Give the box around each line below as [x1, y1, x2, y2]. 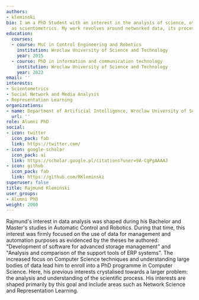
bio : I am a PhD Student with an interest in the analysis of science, [6, 20, 187, 25]
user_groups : [6, 190, 38, 196]
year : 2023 [17, 69, 44, 75]
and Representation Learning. [6, 287, 79, 294]
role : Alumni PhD [6, 119, 49, 125]
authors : [6, 8, 28, 15]
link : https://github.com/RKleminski [11, 174, 105, 180]
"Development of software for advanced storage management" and [6, 243, 171, 250]
